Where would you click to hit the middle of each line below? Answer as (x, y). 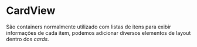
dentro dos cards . (28, 39)
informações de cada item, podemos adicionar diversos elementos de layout (98, 32)
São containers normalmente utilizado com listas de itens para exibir (89, 27)
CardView (31, 11)
